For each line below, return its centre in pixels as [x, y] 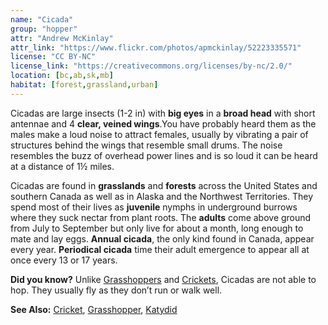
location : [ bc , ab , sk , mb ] [62, 76]
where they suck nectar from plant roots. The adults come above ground [161, 217]
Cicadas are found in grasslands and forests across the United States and [164, 185]
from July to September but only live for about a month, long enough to [157, 228]
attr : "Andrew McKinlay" [62, 38]
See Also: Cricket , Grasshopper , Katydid [94, 309]
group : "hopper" [44, 29]
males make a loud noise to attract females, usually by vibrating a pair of [159, 134]
